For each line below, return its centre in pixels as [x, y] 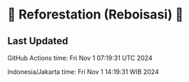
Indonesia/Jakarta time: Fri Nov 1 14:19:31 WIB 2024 [83, 72]
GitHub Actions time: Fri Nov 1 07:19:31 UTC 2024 [80, 58]
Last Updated [38, 41]
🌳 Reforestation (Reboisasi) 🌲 [96, 15]
